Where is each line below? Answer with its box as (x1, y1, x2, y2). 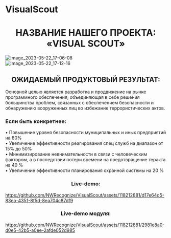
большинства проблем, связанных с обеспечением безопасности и (5, 99, 154, 105)
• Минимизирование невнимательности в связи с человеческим (5, 151, 148, 157)
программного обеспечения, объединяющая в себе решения (5, 94, 140, 100)
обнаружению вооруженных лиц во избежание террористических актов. (5, 105, 165, 111)
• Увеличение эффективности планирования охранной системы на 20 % (5, 167, 164, 174)
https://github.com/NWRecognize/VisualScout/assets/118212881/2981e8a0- (5, 222, 165, 228)
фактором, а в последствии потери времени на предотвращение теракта (5, 157, 166, 163)
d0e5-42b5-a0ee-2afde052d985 (5, 227, 75, 233)
